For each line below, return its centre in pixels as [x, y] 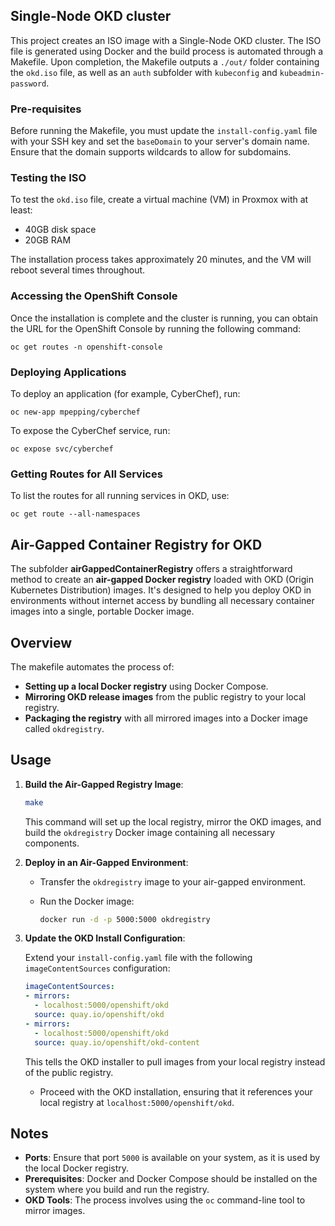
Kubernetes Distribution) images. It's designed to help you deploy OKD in [161, 590]
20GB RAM [48, 240]
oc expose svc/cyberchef [62, 449]
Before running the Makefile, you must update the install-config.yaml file [164, 131]
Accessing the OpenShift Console [94, 296]
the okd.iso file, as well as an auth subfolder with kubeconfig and [144, 72]
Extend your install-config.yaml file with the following [138, 958]
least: [21, 210]
